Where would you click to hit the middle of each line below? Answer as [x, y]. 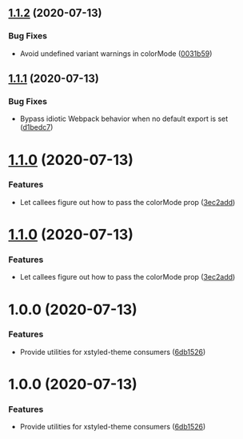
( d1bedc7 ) [36, 127]
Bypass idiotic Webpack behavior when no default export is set [124, 119]
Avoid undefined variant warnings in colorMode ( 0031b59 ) [116, 53]
